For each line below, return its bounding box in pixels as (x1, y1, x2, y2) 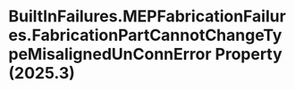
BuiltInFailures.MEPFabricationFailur (8, 6, 287, 27)
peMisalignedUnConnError (8, 45, 212, 64)
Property (215, 45, 282, 64)
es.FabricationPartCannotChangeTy (8, 25, 282, 45)
